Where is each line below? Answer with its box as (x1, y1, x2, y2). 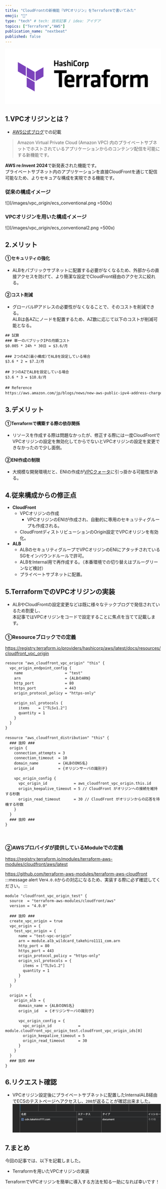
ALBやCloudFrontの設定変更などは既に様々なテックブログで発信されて (12, 601, 156, 607)
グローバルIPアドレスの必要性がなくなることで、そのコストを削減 (12, 304, 146, 310)
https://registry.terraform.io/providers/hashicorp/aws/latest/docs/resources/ (5, 645, 161, 651)
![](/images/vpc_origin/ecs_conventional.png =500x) (5, 200, 113, 206)
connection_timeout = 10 (14, 755, 68, 761)
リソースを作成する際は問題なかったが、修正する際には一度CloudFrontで (12, 432, 161, 438)
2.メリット (5, 241, 38, 249)
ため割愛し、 (16, 608, 43, 614)
